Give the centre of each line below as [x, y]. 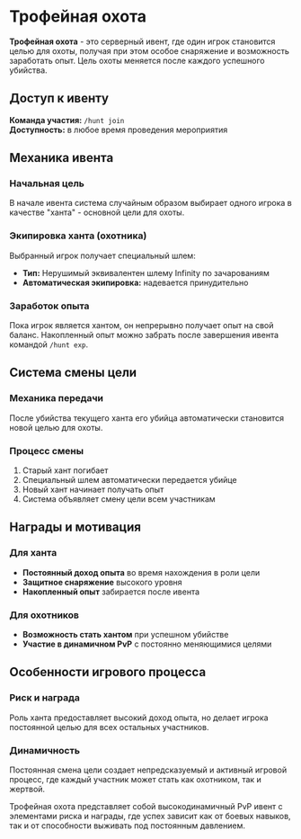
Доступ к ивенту [59, 98]
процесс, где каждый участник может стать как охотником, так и [136, 779]
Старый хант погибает [65, 470]
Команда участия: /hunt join [67, 120]
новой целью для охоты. [56, 427]
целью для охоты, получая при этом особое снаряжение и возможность [150, 50]
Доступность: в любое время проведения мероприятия [119, 129]
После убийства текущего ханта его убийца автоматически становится [147, 418]
